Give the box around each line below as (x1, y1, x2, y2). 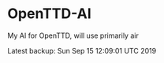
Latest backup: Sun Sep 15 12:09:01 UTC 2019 (7, 46, 157, 55)
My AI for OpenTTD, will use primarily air (7, 31, 139, 40)
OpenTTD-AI (7, 5, 91, 23)
